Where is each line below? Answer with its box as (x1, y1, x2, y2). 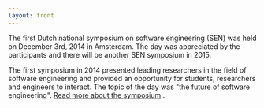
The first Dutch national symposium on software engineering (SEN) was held (8, 33, 257, 43)
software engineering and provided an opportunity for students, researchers (8, 73, 256, 83)
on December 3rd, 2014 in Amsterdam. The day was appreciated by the (8, 41, 240, 51)
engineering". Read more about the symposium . (8, 90, 165, 99)
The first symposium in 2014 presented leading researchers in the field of (8, 65, 247, 75)
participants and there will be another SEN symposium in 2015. (8, 50, 212, 59)
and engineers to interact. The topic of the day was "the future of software (8, 82, 251, 91)
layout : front (8, 11, 55, 20)
